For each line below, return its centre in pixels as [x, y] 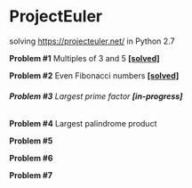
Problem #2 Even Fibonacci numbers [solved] [94, 75]
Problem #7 [31, 176]
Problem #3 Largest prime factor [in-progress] [96, 96]
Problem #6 [31, 159]
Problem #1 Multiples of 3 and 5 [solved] [84, 58]
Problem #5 [31, 141]
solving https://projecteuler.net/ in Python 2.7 [92, 41]
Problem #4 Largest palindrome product [83, 124]
